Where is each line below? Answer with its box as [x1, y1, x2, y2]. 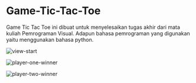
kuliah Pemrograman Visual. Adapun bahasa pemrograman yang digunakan [6, 29, 191, 36]
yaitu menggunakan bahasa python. [6, 36, 94, 43]
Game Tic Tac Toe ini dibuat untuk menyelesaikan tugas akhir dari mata [6, 24, 181, 31]
